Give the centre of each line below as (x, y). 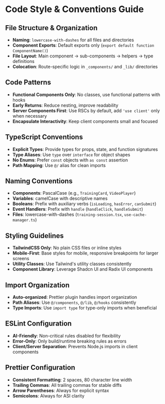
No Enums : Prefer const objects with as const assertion (70, 160)
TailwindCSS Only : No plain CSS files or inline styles (67, 248)
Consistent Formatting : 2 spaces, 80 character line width (72, 380)
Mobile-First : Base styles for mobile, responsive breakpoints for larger (86, 253)
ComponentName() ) (30, 51)
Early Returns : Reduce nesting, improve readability (65, 105)
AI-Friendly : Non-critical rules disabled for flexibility (66, 336)
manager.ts (24, 220)
